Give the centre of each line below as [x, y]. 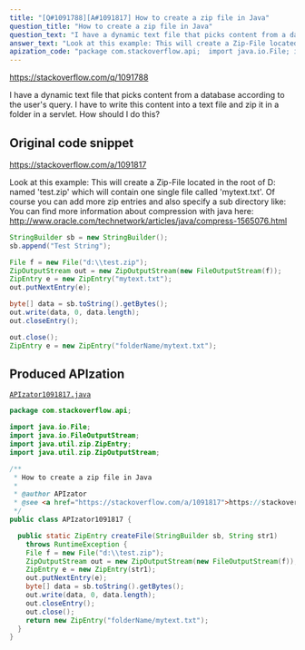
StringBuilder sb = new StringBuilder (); [89, 237]
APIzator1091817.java [50, 395]
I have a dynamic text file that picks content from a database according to [147, 95]
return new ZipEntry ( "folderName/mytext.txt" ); [117, 620]
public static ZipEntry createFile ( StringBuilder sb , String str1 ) [148, 536]
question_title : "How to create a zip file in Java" [111, 26]
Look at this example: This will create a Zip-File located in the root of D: [143, 182]
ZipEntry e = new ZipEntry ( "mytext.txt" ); [91, 279]
